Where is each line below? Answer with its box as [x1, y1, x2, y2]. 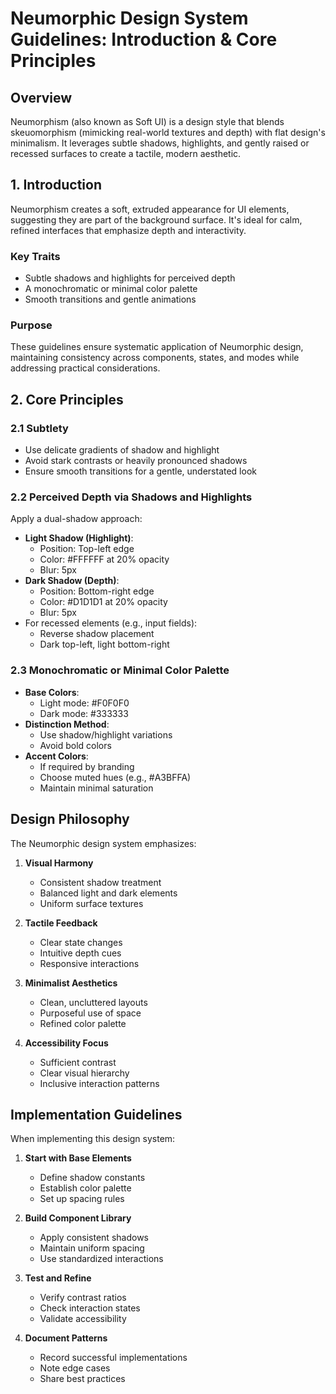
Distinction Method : [24, 718, 110, 730]
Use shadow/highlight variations [39, 728, 173, 741]
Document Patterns [24, 1332, 108, 1344]
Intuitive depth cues [39, 947, 122, 959]
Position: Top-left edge [39, 543, 135, 555]
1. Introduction [10, 177, 102, 194]
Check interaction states [39, 1302, 141, 1314]
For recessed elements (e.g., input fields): [24, 617, 198, 629]
